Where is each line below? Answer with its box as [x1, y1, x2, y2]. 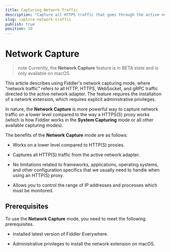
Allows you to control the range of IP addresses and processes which [12, 182, 158, 188]
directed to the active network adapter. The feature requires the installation [5, 91, 162, 97]
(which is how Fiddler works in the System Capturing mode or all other [5, 117, 154, 123]
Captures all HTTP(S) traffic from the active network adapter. [12, 152, 140, 158]
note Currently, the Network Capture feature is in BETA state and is [17, 65, 158, 71]
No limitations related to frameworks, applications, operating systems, [12, 162, 159, 168]
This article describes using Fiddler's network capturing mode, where [5, 80, 151, 86]
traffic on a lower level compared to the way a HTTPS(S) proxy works [5, 112, 150, 118]
